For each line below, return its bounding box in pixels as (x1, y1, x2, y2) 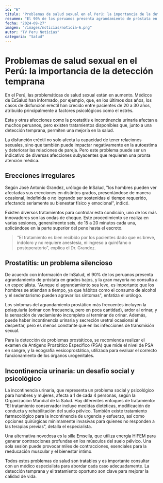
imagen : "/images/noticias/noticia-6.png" (5, 25, 92, 30)
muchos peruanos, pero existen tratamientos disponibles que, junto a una (5, 122, 152, 128)
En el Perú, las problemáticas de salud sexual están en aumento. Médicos (5, 92, 152, 98)
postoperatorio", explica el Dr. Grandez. (16, 244, 96, 251)
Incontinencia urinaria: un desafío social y (5, 367, 135, 375)
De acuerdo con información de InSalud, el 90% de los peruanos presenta (5, 272, 153, 278)
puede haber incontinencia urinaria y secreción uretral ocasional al (5, 317, 139, 323)
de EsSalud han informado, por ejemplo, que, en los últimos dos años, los (5, 97, 152, 103)
